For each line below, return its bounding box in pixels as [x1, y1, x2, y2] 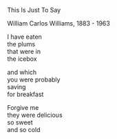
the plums [7, 40, 36, 48]
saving [7, 83, 26, 91]
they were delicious [7, 111, 63, 119]
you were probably [7, 75, 61, 84]
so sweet [7, 118, 33, 127]
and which [7, 68, 37, 76]
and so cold [7, 126, 41, 133]
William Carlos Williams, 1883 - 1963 [7, 19, 110, 27]
